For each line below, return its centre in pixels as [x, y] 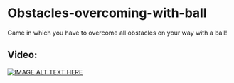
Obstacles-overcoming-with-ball [107, 13]
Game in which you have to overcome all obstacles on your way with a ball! [117, 33]
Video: [22, 55]
